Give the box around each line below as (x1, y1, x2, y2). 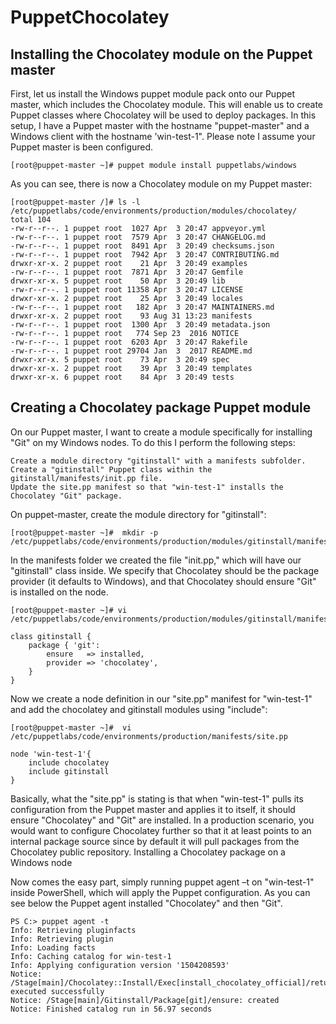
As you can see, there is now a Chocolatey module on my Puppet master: (10, 178, 313, 190)
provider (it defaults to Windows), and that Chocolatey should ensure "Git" (10, 575, 317, 587)
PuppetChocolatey (10, 6, 170, 29)
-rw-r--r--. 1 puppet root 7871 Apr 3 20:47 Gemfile (10, 267, 244, 277)
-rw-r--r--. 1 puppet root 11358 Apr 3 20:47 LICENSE (10, 285, 244, 295)
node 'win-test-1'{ (10, 749, 92, 759)
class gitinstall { (10, 631, 92, 641)
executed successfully (10, 986, 105, 996)
